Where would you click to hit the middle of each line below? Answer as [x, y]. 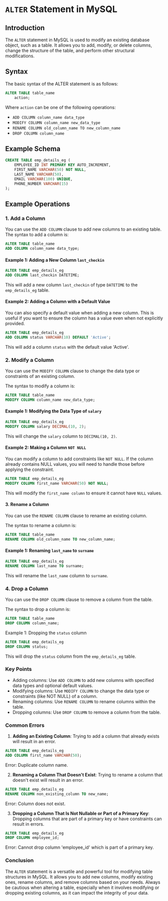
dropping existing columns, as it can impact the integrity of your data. [77, 892]
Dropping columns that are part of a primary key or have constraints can [87, 819]
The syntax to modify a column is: [40, 386]
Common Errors [25, 725]
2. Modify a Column [30, 360]
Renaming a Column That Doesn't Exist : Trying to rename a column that [88, 774]
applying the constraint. [30, 470]
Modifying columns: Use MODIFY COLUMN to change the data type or [81, 691]
